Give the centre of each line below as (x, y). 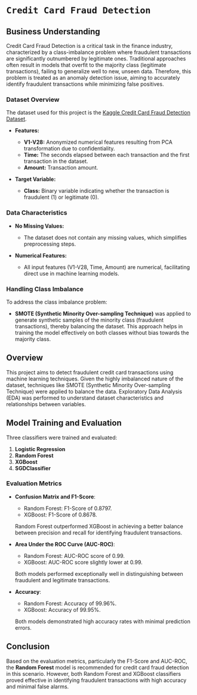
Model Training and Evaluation (64, 423)
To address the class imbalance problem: (57, 302)
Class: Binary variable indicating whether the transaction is (96, 191)
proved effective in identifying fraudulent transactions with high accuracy (96, 680)
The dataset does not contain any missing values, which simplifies (105, 237)
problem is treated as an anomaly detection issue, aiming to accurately (93, 78)
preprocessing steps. (50, 244)
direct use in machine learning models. (71, 273)
